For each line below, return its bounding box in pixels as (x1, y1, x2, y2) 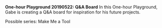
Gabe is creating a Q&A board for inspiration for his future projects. (5, 9, 141, 15)
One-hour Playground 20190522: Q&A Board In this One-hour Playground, (5, 4, 158, 10)
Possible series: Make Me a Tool (5, 19, 71, 24)
